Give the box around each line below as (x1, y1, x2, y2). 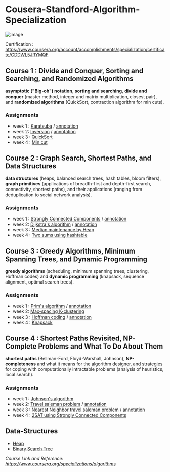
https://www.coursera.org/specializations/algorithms (5, 461, 116, 467)
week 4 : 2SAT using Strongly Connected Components (12, 412, 126, 418)
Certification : (5, 41, 34, 47)
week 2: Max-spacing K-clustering (12, 308, 84, 314)
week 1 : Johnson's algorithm (12, 396, 74, 402)
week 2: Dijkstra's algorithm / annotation (12, 221, 97, 227)
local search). (5, 372, 34, 378)
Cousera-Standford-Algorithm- (5, 4, 140, 15)
